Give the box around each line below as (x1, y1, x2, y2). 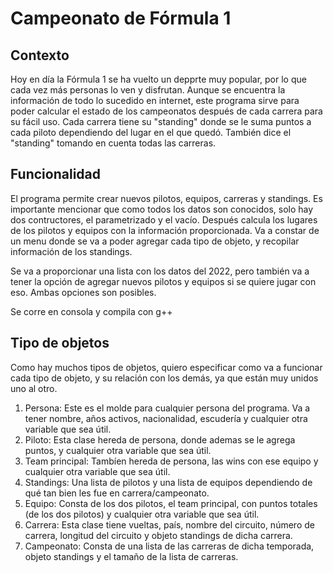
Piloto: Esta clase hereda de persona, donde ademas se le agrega (24, 433, 296, 446)
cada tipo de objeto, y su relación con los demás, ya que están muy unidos (10, 372, 319, 384)
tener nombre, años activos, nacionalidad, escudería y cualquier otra (24, 412, 308, 424)
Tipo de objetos (10, 335, 110, 352)
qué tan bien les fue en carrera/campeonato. (24, 487, 210, 499)
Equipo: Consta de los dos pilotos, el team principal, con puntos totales (24, 497, 318, 509)
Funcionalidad (10, 166, 102, 183)
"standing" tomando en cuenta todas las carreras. (10, 137, 217, 149)
